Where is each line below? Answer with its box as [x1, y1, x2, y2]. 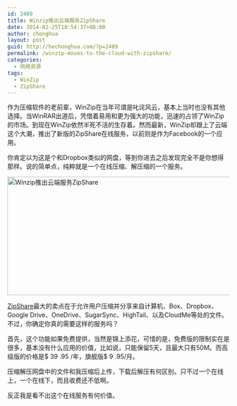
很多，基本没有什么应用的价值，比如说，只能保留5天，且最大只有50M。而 [7, 344, 222, 352]
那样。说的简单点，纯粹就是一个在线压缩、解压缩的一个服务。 [7, 162, 187, 170]
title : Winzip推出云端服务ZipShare [7, 17, 106, 24]
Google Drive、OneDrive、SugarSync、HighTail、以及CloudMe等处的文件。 [7, 311, 228, 319]
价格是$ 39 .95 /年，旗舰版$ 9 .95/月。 [25, 352, 139, 361]
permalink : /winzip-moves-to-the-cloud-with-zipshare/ [7, 50, 172, 57]
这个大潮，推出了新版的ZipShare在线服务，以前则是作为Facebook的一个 [7, 129, 217, 138]
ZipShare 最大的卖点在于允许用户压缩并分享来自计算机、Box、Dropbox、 [7, 302, 218, 311]
